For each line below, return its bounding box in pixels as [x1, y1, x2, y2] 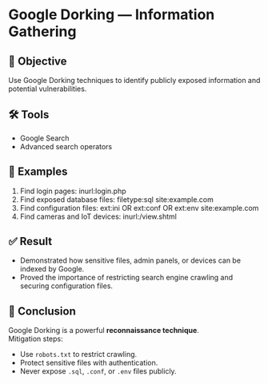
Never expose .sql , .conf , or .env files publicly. [19, 366, 178, 376]
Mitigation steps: [8, 334, 64, 344]
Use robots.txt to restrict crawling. [19, 350, 138, 359]
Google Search [19, 133, 70, 143]
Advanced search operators [19, 141, 113, 151]
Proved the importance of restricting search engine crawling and [19, 273, 234, 283]
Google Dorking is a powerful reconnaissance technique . [8, 326, 200, 335]
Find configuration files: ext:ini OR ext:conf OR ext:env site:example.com [19, 203, 259, 212]
